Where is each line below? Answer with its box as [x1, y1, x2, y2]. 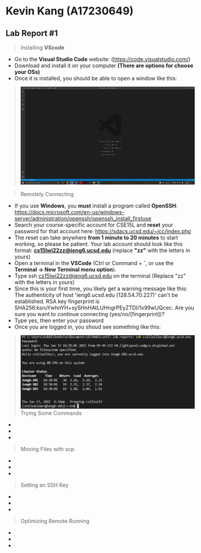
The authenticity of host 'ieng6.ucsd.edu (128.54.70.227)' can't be [14, 291, 178, 299]
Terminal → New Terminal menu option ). [14, 266, 116, 274]
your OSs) [14, 68, 40, 76]
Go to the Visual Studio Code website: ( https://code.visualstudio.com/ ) [14, 56, 191, 62]
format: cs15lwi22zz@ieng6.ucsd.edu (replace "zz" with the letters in [14, 247, 190, 254]
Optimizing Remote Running [20, 517, 89, 524]
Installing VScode [20, 44, 65, 51]
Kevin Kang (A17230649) [5, 4, 134, 18]
